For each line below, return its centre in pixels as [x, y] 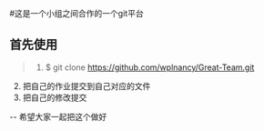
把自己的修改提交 [55, 97]
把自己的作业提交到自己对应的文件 [86, 86]
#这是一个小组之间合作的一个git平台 [76, 13]
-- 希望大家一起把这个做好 [58, 116]
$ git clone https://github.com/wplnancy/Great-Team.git [150, 67]
